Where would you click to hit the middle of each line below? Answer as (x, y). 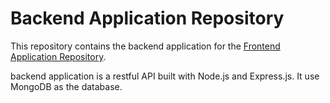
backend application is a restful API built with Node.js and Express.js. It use (165, 76)
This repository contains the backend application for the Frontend (145, 46)
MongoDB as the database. (66, 86)
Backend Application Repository (147, 18)
